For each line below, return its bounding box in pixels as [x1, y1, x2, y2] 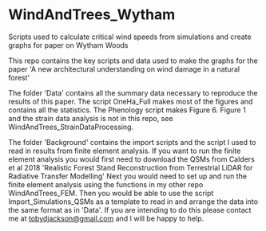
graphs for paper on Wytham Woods [8, 40, 129, 49]
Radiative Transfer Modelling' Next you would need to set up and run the [8, 171, 248, 181]
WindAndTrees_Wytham [8, 6, 176, 24]
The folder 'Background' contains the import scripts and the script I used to [8, 137, 256, 147]
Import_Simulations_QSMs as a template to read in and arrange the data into [8, 197, 258, 206]
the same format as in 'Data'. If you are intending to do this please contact [8, 205, 252, 214]
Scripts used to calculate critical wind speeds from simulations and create [8, 32, 252, 41]
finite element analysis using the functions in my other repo [8, 179, 204, 189]
